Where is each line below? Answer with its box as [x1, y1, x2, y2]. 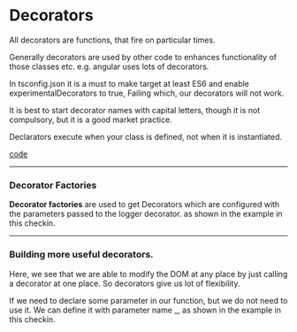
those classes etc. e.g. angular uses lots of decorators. [9, 61, 209, 72]
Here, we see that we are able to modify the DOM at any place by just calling [9, 268, 288, 279]
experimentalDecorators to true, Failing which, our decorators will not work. [9, 88, 285, 98]
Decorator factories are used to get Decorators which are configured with [9, 199, 280, 210]
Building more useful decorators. [9, 249, 154, 261]
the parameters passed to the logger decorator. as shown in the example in [9, 209, 283, 220]
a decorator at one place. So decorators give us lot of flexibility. [9, 278, 240, 289]
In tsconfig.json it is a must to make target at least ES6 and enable [9, 78, 250, 89]
